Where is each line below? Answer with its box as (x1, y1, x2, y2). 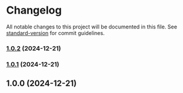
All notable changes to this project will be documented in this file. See (6, 23, 178, 30)
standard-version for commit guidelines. (6, 29, 105, 36)
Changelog (6, 4, 62, 17)
